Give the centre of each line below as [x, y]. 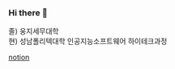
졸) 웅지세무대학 [34, 31]
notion [19, 57]
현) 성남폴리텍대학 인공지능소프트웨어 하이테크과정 [88, 41]
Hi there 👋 [28, 13]
